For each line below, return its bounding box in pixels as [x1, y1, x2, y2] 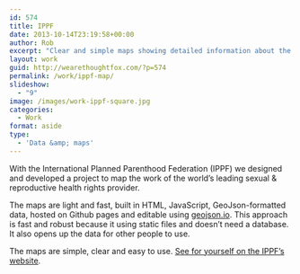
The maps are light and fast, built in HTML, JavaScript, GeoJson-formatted [9, 199, 287, 210]
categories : [9, 105, 54, 114]
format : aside [9, 122, 63, 131]
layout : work [9, 55, 58, 64]
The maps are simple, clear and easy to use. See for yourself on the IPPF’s [9, 245, 285, 256]
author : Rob [9, 38, 54, 48]
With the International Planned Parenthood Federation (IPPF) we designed [9, 163, 283, 173]
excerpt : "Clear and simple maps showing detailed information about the [9, 47, 292, 56]
